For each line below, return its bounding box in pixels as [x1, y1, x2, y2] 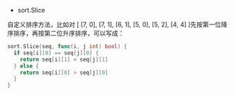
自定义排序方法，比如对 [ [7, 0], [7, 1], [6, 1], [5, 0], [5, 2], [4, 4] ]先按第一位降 [7, 20, 228, 29]
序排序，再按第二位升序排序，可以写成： [7, 29, 124, 37]
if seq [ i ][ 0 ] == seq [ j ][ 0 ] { [13, 49, 99, 57]
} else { [13, 62, 39, 69]
